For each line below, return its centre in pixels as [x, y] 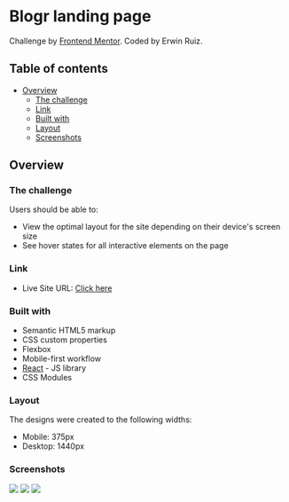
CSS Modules [47, 378]
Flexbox [36, 349]
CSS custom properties [65, 340]
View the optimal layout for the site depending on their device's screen [151, 227]
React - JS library [54, 368]
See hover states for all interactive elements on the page [125, 246]
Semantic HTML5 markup [69, 331]
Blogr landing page [80, 16]
